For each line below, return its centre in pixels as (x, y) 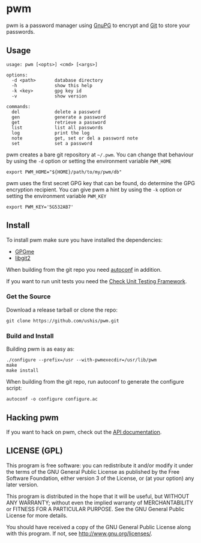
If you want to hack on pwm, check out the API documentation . (84, 432)
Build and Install (30, 336)
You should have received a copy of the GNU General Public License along (98, 527)
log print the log (51, 133)
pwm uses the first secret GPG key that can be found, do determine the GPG (100, 183)
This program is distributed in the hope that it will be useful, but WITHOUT (98, 496)
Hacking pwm (32, 418)
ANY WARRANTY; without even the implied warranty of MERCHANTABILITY (100, 502)
